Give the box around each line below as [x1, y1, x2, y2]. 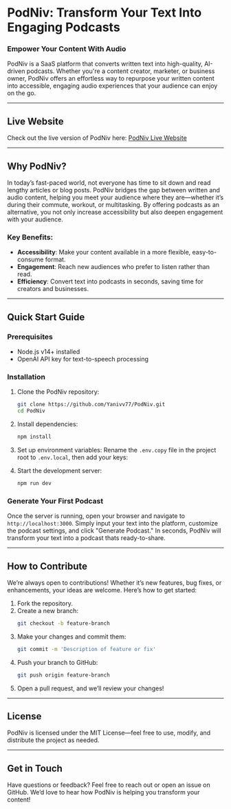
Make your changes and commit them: [16, 632, 126, 641]
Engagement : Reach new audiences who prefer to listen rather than [16, 263, 210, 271]
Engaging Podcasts [7, 19, 120, 35]
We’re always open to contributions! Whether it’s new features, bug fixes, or [7, 579, 222, 587]
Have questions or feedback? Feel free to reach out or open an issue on [7, 781, 211, 789]
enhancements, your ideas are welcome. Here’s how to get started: [7, 586, 197, 594]
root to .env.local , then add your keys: [16, 453, 129, 461]
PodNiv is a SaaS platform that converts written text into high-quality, [7, 60, 203, 68]
